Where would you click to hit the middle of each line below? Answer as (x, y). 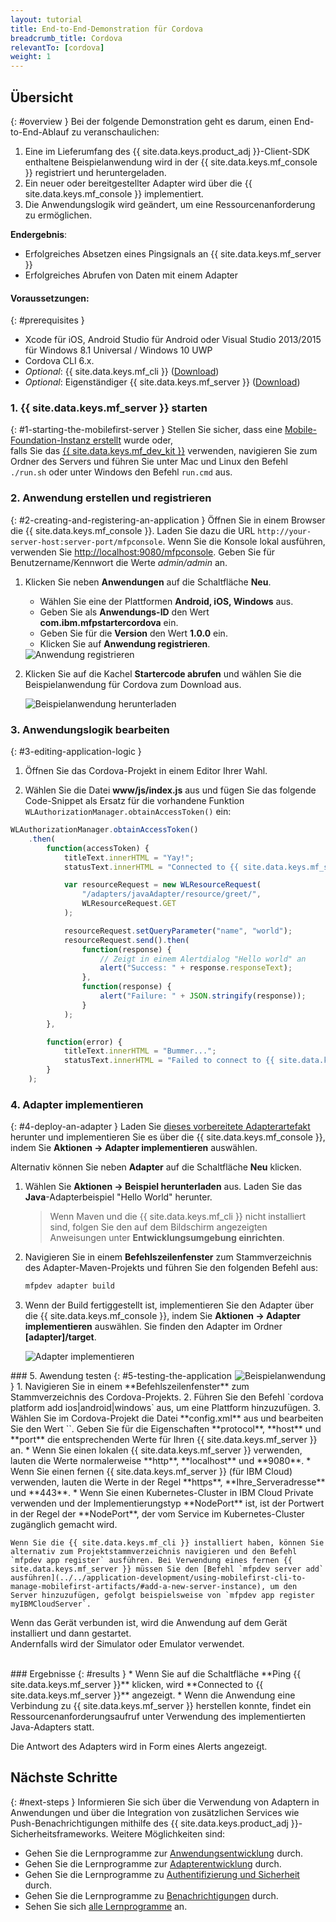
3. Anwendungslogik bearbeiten (90, 729)
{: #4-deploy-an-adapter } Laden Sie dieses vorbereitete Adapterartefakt (160, 1127)
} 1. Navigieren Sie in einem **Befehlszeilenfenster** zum (130, 1387)
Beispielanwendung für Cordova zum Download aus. (133, 684)
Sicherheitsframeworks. (59, 1833)
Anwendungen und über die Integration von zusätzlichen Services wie (155, 1812)
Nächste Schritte (64, 1777)
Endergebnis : (39, 234)
